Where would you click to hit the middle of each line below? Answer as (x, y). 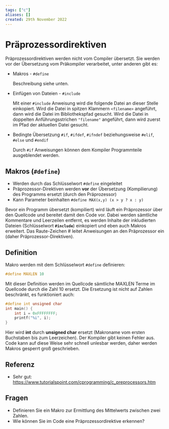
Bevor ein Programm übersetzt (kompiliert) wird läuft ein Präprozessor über (84, 210)
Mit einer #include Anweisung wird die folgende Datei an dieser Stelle (86, 103)
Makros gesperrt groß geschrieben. (43, 349)
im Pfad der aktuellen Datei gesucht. (50, 125)
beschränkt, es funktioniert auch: (40, 294)
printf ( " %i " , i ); (33, 318)
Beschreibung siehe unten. (41, 84)
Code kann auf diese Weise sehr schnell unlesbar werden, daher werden (81, 343)
